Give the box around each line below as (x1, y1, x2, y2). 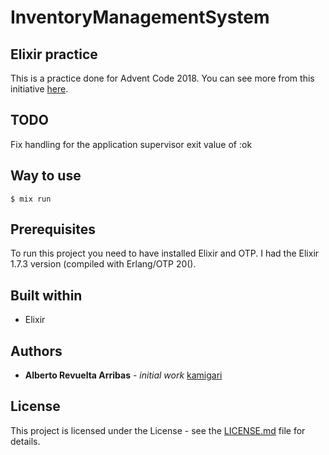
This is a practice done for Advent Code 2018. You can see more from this (10, 72, 315, 84)
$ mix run (10, 194, 52, 204)
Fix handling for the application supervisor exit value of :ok (10, 138, 253, 150)
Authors (10, 342, 63, 360)
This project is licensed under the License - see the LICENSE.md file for (10, 424, 306, 436)
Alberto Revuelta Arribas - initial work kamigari (24, 369, 223, 381)
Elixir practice (10, 46, 98, 63)
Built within (10, 287, 83, 304)
